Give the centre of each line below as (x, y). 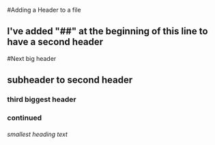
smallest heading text (38, 134)
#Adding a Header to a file (44, 10)
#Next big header (32, 58)
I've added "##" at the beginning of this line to (107, 31)
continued (25, 118)
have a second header (55, 42)
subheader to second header (70, 80)
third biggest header (42, 100)
